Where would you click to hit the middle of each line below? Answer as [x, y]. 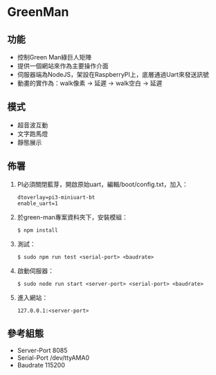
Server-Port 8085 [42, 351]
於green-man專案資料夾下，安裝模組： [72, 217]
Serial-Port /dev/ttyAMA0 [53, 358]
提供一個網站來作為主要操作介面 [63, 66]
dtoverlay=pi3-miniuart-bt [56, 197]
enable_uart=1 [37, 203]
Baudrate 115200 [41, 365]
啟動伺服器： [35, 271]
